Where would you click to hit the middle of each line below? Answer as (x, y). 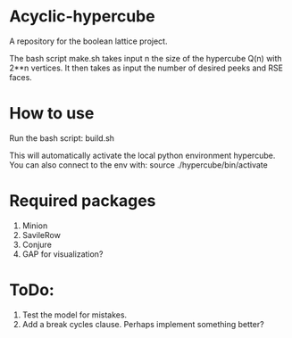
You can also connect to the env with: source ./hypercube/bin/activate (138, 165)
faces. (21, 77)
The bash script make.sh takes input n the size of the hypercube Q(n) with (146, 58)
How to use (52, 114)
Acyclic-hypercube (82, 16)
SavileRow (41, 235)
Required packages (83, 201)
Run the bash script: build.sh (62, 138)
